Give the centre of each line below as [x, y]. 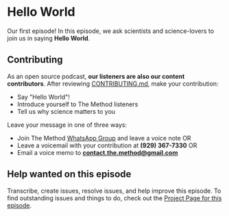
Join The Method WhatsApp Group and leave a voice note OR [104, 138]
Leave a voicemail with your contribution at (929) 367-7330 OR [107, 145]
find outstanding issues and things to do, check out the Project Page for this [114, 198]
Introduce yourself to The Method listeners [77, 104]
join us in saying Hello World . [49, 38]
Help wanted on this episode [69, 175]
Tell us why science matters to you [66, 111]
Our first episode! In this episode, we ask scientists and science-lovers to [111, 31]
